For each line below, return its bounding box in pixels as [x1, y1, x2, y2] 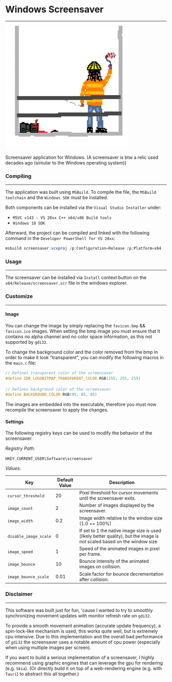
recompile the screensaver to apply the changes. [5, 407, 109, 413]
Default [57, 476, 74, 483]
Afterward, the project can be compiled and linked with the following [5, 230, 149, 236]
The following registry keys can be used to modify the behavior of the [5, 430, 153, 436]
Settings [5, 418, 24, 425]
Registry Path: [5, 446, 35, 452]
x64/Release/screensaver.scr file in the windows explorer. [5, 280, 128, 286]
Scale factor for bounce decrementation [79, 570, 164, 577]
